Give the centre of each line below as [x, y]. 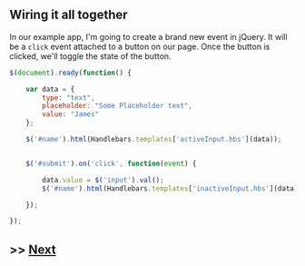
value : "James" [71, 114]
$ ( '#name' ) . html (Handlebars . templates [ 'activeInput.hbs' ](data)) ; [154, 140]
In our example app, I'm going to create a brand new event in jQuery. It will [148, 36]
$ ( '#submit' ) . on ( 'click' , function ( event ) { [111, 163]
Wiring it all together [69, 15]
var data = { [50, 89]
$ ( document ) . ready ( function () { [70, 73]
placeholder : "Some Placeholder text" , [118, 106]
